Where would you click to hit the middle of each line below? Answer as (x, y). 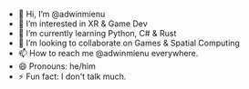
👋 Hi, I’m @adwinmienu (62, 14)
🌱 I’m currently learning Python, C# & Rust (97, 33)
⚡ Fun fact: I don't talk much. (72, 76)
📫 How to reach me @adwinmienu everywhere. (108, 53)
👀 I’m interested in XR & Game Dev (83, 24)
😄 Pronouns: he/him (57, 66)
